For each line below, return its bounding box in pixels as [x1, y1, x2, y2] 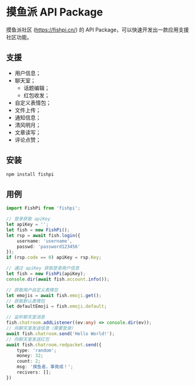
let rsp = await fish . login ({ [6, 232, 81, 238]
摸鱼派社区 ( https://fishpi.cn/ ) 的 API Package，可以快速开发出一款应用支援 [6, 26, 189, 33]
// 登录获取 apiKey [6, 216, 51, 222]
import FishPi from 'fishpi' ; [6, 205, 81, 211]
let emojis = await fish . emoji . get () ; [6, 292, 102, 298]
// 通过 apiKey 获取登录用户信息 [6, 265, 80, 272]
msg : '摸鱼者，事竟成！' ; [17, 364, 74, 370]
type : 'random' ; [17, 347, 57, 353]
